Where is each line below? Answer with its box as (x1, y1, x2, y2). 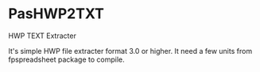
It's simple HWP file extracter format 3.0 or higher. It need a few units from (8, 46, 253, 55)
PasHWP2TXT (8, 5, 105, 23)
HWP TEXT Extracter (8, 31, 77, 40)
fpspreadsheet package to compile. (8, 55, 125, 64)
